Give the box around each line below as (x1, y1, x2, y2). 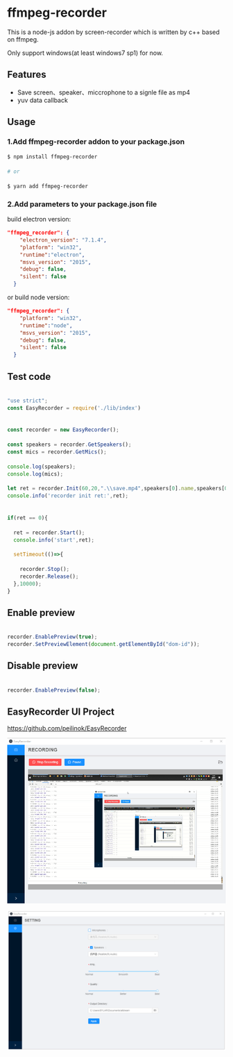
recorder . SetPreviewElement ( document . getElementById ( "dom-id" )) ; (7, 641, 200, 648)
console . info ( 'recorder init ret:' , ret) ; (7, 492, 129, 499)
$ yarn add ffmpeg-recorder (7, 183, 89, 190)
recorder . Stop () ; (19, 566, 70, 573)
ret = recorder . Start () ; (13, 529, 85, 536)
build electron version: (7, 215, 71, 224)
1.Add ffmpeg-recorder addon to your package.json (7, 137, 185, 147)
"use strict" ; (7, 397, 49, 404)
